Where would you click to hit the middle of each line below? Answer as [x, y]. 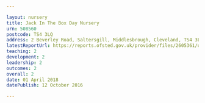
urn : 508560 [21, 29]
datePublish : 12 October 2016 [45, 85]
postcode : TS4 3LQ [30, 34]
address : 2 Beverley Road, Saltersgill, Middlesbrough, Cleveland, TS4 [99, 40]
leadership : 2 [24, 62]
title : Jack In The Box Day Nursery [53, 23]
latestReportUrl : [28, 46]
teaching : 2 [21, 51]
